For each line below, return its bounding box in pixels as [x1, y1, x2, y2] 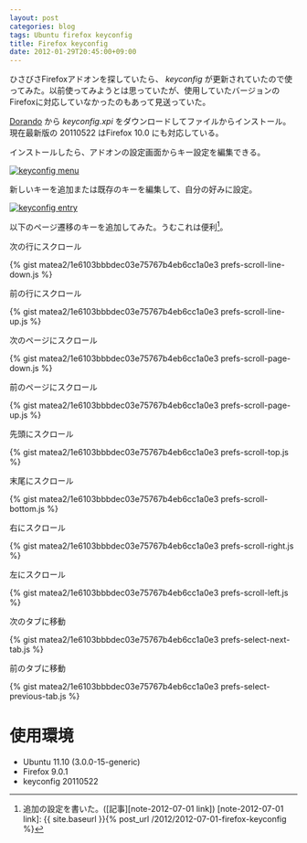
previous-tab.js [9, 690, 67, 701]
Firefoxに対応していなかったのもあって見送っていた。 [9, 97, 211, 108]
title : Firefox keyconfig [9, 38, 108, 48]
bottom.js [9, 503, 46, 514]
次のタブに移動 [9, 615, 66, 626]
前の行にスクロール [9, 287, 82, 298]
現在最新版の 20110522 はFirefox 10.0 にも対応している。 [9, 127, 224, 138]
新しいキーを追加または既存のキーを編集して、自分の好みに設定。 [9, 184, 258, 195]
